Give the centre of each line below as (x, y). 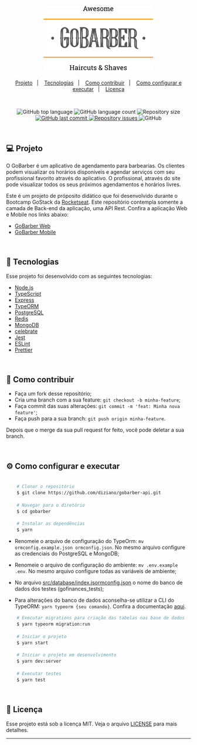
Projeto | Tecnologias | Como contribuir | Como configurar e (98, 83)
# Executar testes (39, 673)
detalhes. (17, 730)
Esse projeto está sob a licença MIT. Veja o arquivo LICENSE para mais (92, 724)
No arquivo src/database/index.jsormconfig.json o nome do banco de (98, 583)
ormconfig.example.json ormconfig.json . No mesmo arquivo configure (100, 547)
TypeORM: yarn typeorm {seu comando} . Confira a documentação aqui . (100, 606)
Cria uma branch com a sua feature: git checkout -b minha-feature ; (97, 400)
